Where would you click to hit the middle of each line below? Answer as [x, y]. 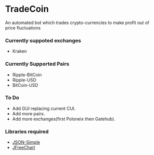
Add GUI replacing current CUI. [44, 108]
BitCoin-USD [25, 85]
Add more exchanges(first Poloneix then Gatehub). [64, 119]
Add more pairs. [29, 113]
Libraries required [27, 131]
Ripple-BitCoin [27, 75]
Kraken [19, 51]
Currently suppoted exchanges [43, 40]
